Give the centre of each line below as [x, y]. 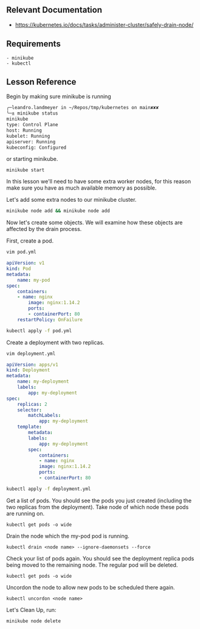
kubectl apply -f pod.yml [39, 331]
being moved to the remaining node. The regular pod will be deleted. [92, 565]
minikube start [26, 170]
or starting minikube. [32, 159]
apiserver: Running [31, 142]
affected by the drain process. [44, 229]
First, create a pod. [30, 241]
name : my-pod [34, 280]
